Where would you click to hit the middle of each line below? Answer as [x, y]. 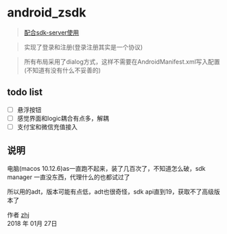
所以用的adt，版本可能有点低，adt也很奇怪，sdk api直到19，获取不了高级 [111, 191]
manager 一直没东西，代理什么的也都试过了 [69, 177]
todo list [25, 92]
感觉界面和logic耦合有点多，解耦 [63, 118]
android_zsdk [47, 13]
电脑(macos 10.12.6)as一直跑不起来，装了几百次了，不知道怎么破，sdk [106, 168]
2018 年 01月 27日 [32, 223]
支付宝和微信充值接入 [47, 127]
